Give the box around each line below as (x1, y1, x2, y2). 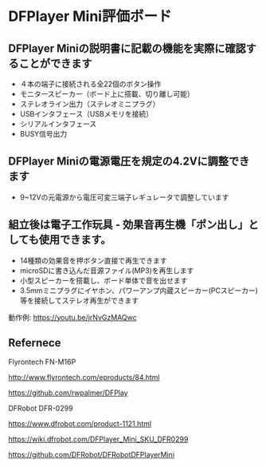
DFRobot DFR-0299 (8, 404, 73, 414)
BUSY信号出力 (19, 129, 68, 138)
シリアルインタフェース (19, 119, 97, 129)
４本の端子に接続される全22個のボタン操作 (19, 79, 162, 89)
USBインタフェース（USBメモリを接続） (19, 109, 154, 118)
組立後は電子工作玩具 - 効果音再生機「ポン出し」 (8, 218, 248, 232)
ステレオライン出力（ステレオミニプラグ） (19, 99, 160, 109)
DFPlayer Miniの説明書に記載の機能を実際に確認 (8, 42, 246, 55)
